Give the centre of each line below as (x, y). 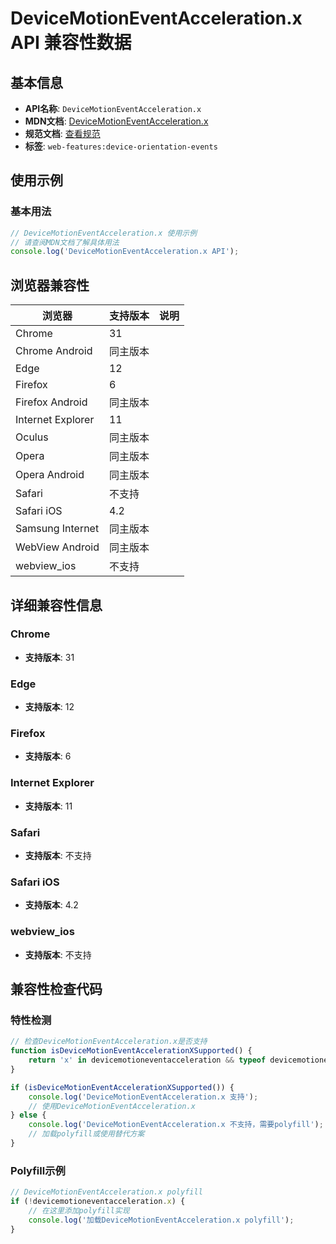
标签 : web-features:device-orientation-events (121, 146)
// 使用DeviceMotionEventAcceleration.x (112, 1106)
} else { (28, 1115)
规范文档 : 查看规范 (62, 133)
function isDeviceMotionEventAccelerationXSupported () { (131, 1051)
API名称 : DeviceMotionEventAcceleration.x (113, 108)
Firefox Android (51, 402)
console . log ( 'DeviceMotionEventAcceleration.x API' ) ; (125, 252)
